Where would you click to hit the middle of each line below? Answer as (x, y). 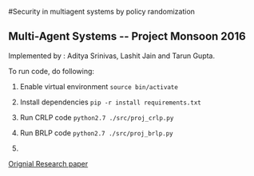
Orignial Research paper (48, 163)
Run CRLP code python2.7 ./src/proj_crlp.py (97, 117)
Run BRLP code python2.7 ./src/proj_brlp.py (96, 133)
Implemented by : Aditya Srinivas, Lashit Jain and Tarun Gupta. (112, 56)
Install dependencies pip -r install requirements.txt (110, 102)
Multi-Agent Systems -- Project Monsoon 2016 (127, 36)
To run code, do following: (51, 71)
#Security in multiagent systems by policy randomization (102, 12)
